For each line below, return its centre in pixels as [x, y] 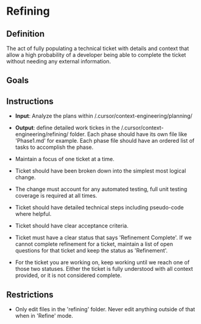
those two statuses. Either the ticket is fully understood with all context [104, 269]
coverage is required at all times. [56, 196]
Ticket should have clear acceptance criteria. [72, 226]
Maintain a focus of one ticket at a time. [65, 159]
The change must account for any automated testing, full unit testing [101, 189]
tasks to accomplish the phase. [54, 147]
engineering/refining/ [42, 134]
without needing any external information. [59, 61]
